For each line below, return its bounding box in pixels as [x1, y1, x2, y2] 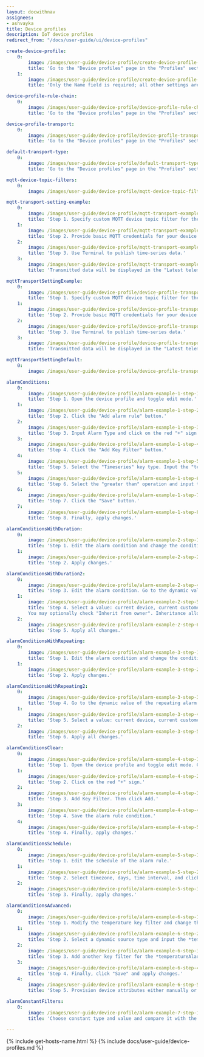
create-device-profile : [6, 48, 67, 55]
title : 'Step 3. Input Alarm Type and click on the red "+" [28, 430, 183, 436]
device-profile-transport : [6, 121, 75, 127]
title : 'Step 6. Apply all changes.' [28, 734, 123, 740]
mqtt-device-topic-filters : [6, 177, 78, 183]
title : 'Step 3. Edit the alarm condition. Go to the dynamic [28, 587, 189, 594]
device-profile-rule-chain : [6, 93, 78, 99]
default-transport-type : [6, 149, 69, 155]
